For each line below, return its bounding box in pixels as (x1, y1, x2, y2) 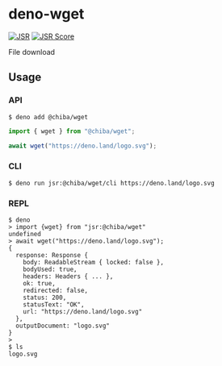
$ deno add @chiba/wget (8, 113, 89, 121)
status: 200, (23, 293, 67, 302)
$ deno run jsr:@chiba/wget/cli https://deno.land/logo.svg (8, 179, 216, 187)
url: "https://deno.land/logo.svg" (23, 307, 143, 315)
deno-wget (8, 5, 85, 23)
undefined (8, 230, 42, 238)
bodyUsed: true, (23, 265, 78, 273)
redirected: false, (23, 286, 89, 294)
